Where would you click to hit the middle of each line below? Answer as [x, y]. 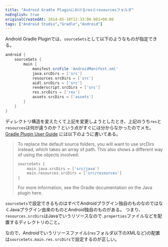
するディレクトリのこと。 [36, 222]
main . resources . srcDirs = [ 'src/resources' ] [74, 173]
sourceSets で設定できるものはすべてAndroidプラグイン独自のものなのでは [82, 203]
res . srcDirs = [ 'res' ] [56, 92]
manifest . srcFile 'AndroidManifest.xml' [75, 69]
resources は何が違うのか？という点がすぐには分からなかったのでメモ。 [79, 128]
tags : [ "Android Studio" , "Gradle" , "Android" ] [54, 24]
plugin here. [30, 193]
